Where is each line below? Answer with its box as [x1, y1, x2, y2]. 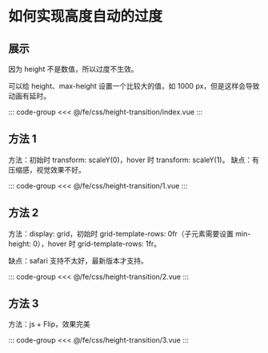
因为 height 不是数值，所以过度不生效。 [8, 65, 138, 73]
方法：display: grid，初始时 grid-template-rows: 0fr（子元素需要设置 [8, 228, 234, 238]
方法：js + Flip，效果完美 [8, 319, 90, 329]
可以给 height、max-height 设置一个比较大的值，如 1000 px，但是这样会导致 [8, 81, 260, 90]
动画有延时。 [8, 91, 50, 101]
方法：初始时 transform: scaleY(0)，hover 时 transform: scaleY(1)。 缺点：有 [8, 155, 260, 165]
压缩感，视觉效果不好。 [8, 165, 86, 174]
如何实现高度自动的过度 [8, 7, 163, 26]
